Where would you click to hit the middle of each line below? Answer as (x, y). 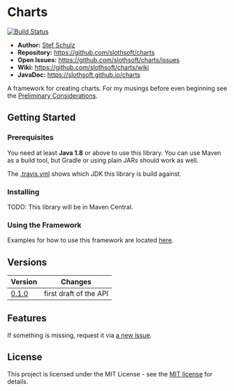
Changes (76, 282)
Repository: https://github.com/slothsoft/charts (86, 52)
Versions (27, 262)
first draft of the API (76, 294)
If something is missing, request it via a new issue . (80, 335)
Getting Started (42, 118)
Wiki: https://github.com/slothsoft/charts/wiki (83, 67)
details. (18, 381)
